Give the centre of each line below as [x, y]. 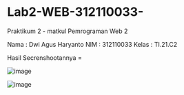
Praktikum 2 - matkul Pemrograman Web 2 [68, 31]
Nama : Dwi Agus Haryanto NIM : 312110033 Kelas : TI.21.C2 [92, 44]
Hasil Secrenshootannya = [45, 57]
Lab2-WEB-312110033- [75, 12]
